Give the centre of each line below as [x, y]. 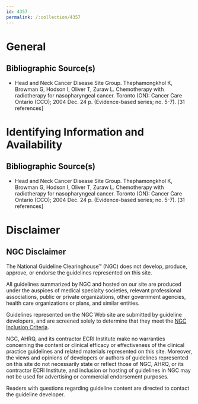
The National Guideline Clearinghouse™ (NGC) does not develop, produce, [97, 266]
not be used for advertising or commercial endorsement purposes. [87, 376]
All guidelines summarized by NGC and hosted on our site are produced [94, 284]
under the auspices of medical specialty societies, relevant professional [94, 290]
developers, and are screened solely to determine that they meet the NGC [96, 321]
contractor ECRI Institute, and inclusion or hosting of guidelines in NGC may [98, 370]
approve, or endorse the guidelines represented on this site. [79, 272]
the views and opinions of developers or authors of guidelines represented [97, 358]
